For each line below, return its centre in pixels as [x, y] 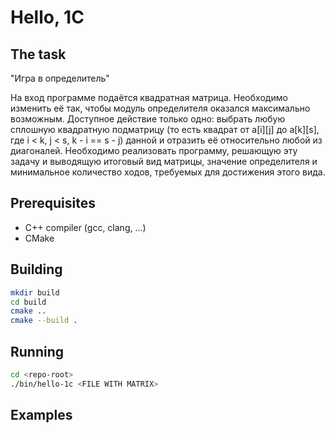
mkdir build [35, 292]
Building [36, 269]
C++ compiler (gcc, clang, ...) [85, 227]
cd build [28, 302]
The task [38, 54]
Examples [41, 415]
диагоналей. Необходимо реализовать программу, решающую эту [154, 150]
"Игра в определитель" [60, 78]
